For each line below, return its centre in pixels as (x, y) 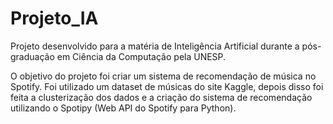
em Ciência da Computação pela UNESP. (141, 56)
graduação (32, 56)
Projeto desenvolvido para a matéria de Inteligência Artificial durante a (155, 46)
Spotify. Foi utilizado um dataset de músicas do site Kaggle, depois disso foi (167, 86)
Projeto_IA (54, 18)
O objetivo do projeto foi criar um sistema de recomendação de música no (163, 76)
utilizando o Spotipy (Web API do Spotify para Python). (123, 108)
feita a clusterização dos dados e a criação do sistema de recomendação (161, 97)
